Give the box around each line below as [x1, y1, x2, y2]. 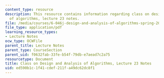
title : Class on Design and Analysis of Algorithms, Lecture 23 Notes [5, 61, 152, 66]
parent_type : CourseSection [5, 47, 62, 52]
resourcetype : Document [5, 57, 54, 62]
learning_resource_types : [5, 30, 58, 34]
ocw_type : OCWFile [5, 39, 42, 44]
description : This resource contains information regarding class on [5, 12, 150, 16]
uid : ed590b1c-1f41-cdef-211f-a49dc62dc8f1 [5, 66, 95, 71]
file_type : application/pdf [5, 25, 62, 30]
